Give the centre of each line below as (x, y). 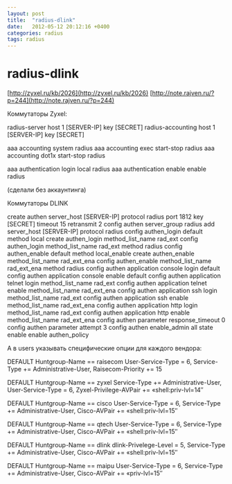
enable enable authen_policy (48, 335)
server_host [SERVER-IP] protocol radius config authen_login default (105, 232)
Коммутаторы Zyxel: (37, 114)
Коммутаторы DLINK (38, 203)
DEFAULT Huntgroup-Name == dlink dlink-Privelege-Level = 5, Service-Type (116, 445)
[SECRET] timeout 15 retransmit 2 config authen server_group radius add (111, 224)
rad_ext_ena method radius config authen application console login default (114, 269)
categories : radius (35, 33)
